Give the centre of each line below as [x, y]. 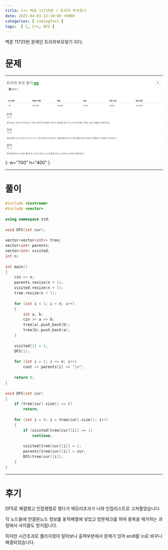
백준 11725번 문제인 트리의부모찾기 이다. [44, 42]
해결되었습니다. [20, 542]
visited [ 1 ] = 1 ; [31, 346]
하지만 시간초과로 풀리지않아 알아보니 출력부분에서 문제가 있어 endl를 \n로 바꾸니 [84, 536]
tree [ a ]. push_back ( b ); [47, 325]
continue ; [42, 435]
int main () [16, 267]
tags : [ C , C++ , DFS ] [30, 27]
